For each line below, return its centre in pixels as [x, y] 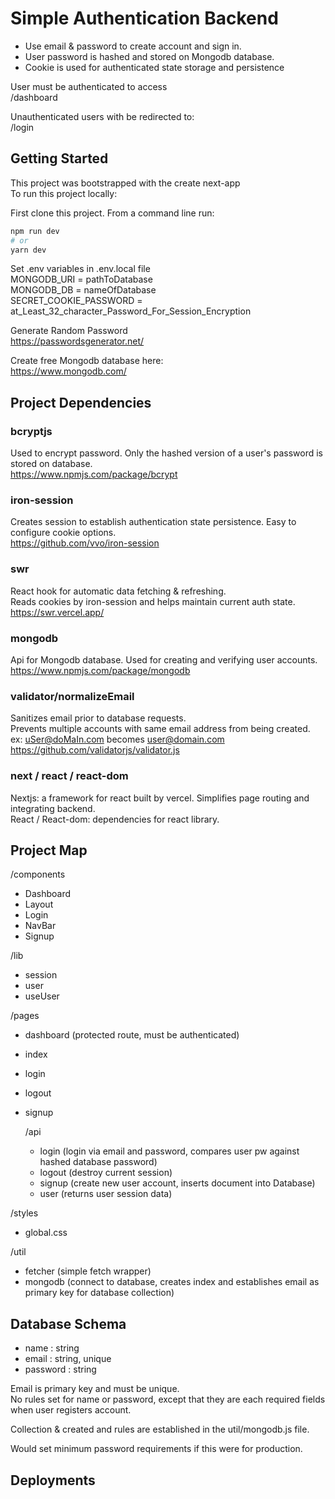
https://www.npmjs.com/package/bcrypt [94, 474]
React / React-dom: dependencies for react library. [115, 819]
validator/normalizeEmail [72, 696]
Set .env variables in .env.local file [80, 269]
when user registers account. [71, 1410]
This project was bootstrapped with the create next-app [125, 183]
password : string [60, 1369]
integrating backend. [53, 808]
